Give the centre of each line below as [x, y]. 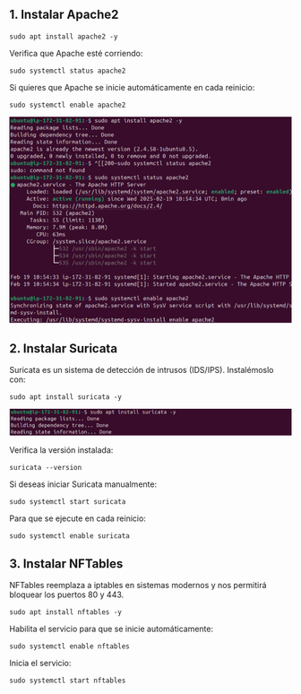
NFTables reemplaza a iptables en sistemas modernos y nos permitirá [138, 585]
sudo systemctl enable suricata [69, 536]
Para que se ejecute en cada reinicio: [77, 518]
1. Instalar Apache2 [64, 15]
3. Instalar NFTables [66, 564]
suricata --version [46, 468]
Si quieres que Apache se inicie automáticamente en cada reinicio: [132, 87]
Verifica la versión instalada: [61, 450]
